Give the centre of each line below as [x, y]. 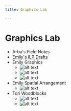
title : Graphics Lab [26, 10]
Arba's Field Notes [31, 51]
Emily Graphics [27, 62]
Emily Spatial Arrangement [39, 83]
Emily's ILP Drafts [30, 57]
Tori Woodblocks [29, 93]
